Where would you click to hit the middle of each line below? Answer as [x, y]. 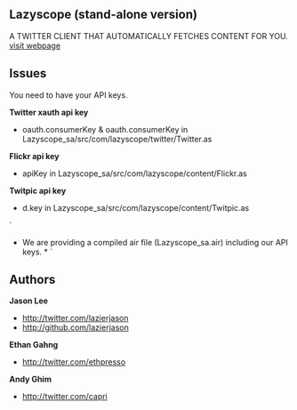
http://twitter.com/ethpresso [74, 362]
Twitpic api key [38, 190]
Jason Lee [29, 301]
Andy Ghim [30, 379]
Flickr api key [34, 156]
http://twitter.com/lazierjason [75, 318]
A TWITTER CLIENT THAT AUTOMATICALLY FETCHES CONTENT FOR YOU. [149, 36]
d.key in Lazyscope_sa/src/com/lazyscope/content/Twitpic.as [136, 207]
